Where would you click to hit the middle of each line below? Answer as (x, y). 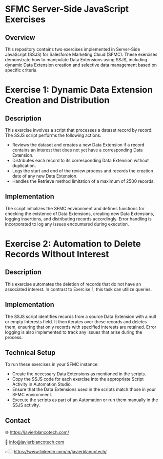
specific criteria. (21, 70)
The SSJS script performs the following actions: (53, 135)
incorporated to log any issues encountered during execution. (67, 224)
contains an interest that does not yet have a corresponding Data (77, 150)
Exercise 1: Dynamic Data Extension (79, 90)
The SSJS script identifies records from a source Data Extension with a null (81, 316)
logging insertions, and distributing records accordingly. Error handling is (79, 218)
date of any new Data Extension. (45, 176)
